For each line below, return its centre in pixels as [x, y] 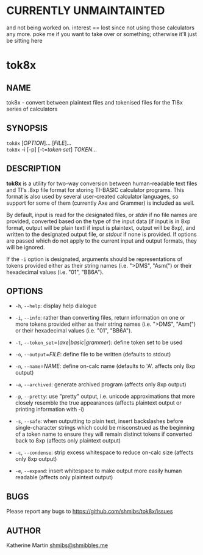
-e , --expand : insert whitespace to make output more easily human [98, 471]
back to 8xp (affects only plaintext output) [68, 441]
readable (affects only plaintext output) [64, 477]
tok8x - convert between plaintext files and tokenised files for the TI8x [94, 102]
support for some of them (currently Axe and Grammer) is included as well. [101, 203]
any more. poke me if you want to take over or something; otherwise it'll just [101, 34]
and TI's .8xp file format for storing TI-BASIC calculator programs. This [95, 189]
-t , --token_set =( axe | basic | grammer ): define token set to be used [99, 342]
